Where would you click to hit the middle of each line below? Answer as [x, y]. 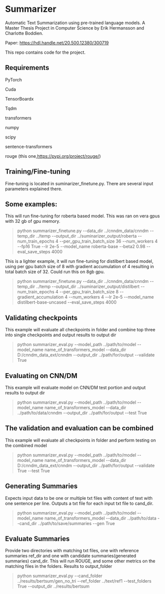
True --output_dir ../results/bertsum [53, 586]
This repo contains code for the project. [45, 52]
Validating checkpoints [41, 318]
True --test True [33, 471]
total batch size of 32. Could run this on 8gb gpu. [55, 272]
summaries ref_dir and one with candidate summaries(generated [71, 556]
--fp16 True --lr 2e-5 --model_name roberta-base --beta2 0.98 [81, 246]
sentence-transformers [29, 146]
